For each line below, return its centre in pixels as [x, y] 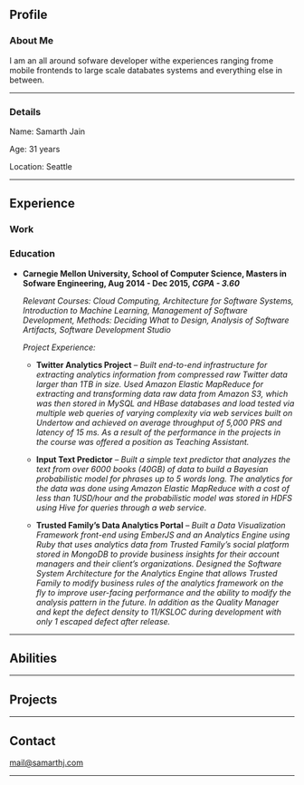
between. [27, 80]
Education [33, 254]
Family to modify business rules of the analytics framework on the [160, 583]
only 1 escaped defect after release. [103, 621]
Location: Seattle [41, 166]
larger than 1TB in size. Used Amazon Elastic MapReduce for [150, 383]
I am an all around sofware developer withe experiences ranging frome [142, 60]
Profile [28, 15]
